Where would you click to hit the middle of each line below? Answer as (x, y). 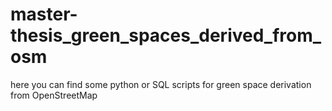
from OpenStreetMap (54, 95)
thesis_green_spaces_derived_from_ (166, 35)
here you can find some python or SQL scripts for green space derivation (161, 84)
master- (44, 14)
